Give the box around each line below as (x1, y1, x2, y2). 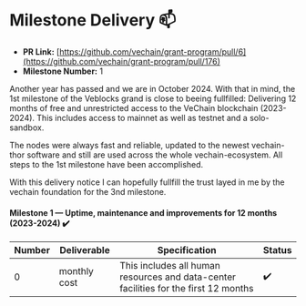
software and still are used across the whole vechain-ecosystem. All (26, 149, 283, 160)
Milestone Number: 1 (22, 66, 103, 76)
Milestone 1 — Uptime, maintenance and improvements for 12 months (9, 207, 278, 218)
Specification (157, 244, 217, 257)
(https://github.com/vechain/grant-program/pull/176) (22, 56, 221, 66)
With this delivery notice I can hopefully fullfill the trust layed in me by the (9, 177, 285, 188)
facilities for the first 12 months (119, 282, 254, 295)
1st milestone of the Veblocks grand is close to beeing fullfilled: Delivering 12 (9, 93, 297, 104)
